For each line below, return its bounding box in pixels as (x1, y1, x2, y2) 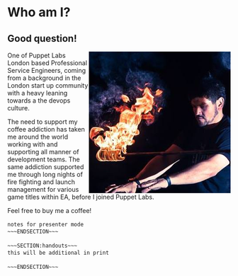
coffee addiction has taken (7, 125, 85, 133)
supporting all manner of (7, 148, 79, 156)
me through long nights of (7, 171, 84, 178)
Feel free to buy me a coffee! (7, 207, 92, 214)
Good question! (7, 33, 77, 45)
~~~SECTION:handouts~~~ (7, 242, 78, 249)
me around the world (7, 132, 69, 141)
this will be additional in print (7, 249, 110, 256)
